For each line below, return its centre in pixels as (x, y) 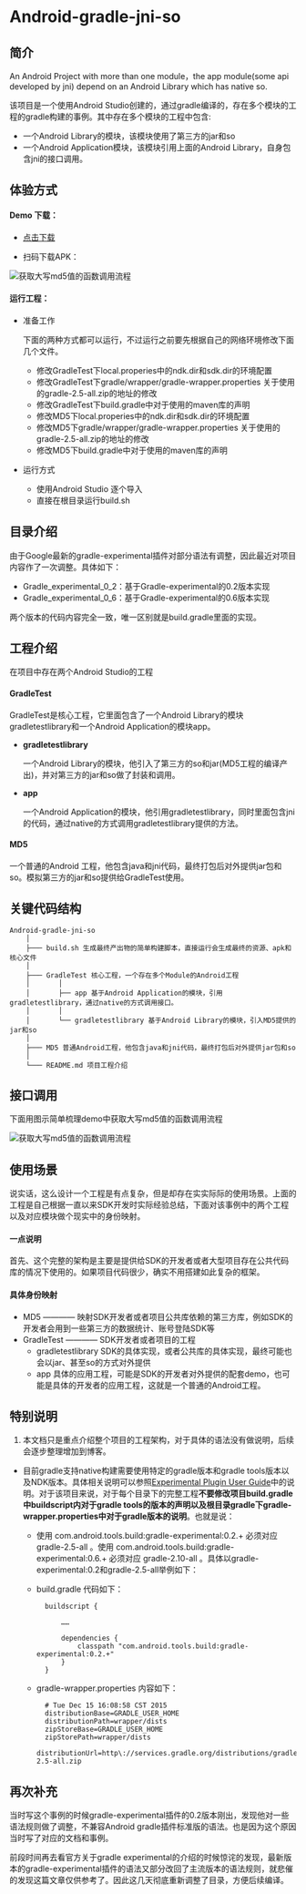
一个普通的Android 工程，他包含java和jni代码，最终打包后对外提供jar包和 (146, 865)
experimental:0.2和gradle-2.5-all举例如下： (117, 1570)
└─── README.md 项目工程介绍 (77, 1065)
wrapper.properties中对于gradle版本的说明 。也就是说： (128, 1516)
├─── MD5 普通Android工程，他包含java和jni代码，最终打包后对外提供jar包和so (161, 1048)
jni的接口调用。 (59, 159)
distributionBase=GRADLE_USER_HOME (112, 1714)
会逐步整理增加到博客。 (66, 1451)
